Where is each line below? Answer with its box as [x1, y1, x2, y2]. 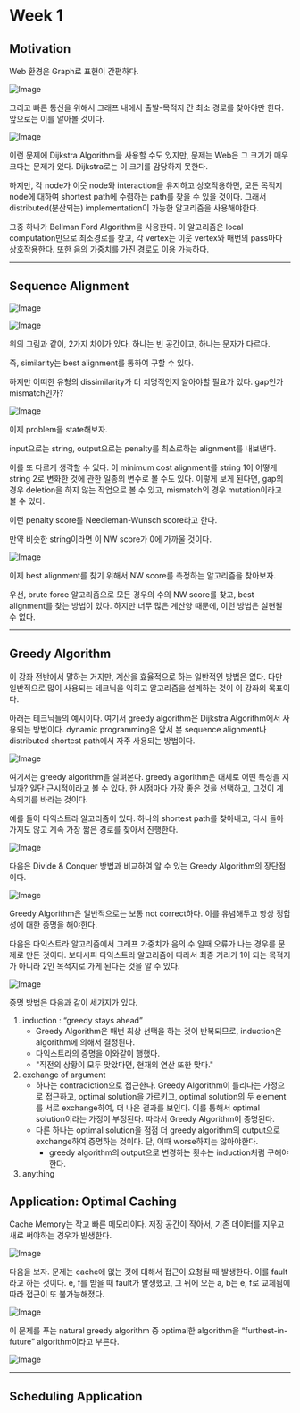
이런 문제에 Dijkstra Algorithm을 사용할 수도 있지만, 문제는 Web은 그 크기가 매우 [9, 150, 288, 160]
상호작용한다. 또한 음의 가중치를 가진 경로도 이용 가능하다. [9, 244, 210, 254]
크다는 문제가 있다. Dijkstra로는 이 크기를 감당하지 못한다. [9, 161, 208, 171]
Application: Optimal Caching [9, 1195, 177, 1210]
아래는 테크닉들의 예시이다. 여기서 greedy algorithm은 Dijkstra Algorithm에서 [9, 713, 281, 724]
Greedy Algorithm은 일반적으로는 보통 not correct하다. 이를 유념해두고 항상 [9, 908, 275, 919]
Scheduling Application [9, 1389, 143, 1404]
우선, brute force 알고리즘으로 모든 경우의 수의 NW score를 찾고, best [9, 588, 254, 600]
